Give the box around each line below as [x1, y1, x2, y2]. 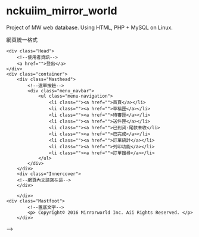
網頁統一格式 [6, 36, 38, 43]
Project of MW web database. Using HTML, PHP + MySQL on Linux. [6, 24, 173, 31]
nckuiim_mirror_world [6, 4, 117, 18]
